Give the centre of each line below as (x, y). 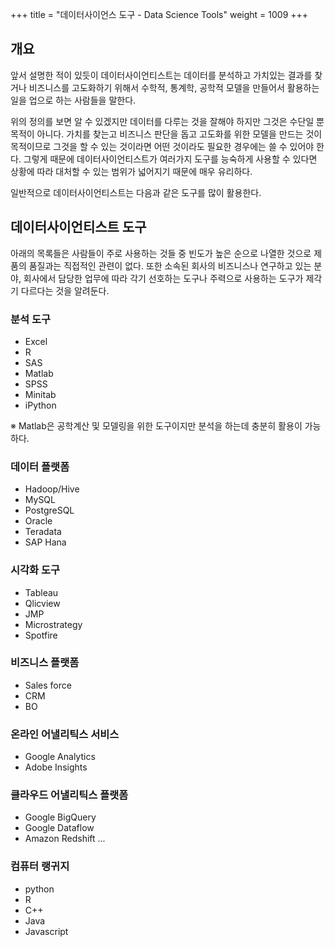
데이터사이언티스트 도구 (78, 227)
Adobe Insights (56, 767)
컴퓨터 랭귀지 (40, 866)
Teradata (43, 532)
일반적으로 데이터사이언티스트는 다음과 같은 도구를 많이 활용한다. (136, 192)
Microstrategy (53, 624)
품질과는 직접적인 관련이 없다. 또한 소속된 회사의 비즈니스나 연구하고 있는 (170, 265)
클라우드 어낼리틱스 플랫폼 (69, 795)
